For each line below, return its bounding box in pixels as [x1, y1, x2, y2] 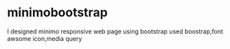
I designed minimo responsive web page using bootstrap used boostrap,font [7, 27, 223, 35]
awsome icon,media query [7, 34, 82, 42]
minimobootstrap [7, 5, 108, 20]
